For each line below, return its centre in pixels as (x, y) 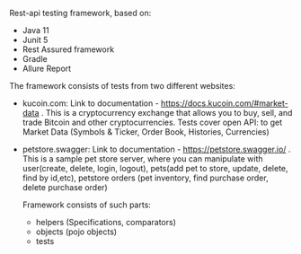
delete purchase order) (65, 187)
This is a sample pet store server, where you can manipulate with (142, 159)
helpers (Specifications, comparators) (106, 222)
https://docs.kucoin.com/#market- (225, 103)
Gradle (35, 59)
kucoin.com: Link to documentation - (90, 103)
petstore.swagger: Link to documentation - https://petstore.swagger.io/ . (156, 149)
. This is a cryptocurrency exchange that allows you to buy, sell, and (167, 113)
